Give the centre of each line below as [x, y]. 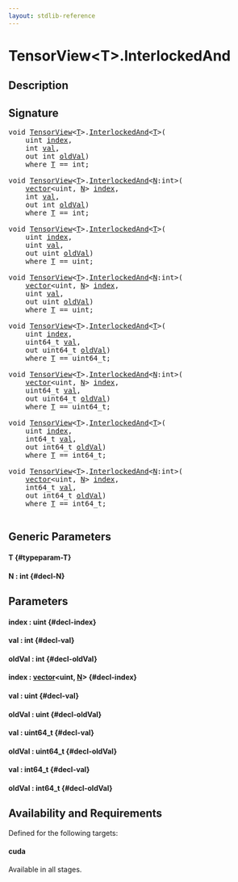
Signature [33, 113]
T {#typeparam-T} [40, 557]
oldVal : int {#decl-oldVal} [53, 658]
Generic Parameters [60, 537]
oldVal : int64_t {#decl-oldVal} [61, 787]
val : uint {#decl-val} [44, 695]
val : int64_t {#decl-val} [49, 770]
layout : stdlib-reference [52, 16]
